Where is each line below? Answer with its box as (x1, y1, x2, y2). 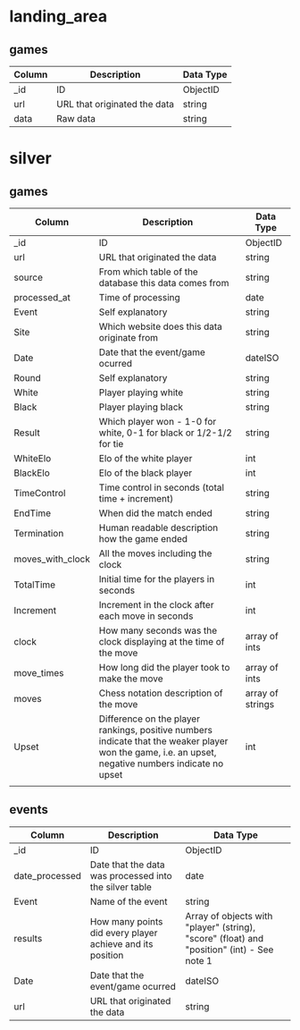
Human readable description (98, 521, 219, 534)
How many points (89, 915, 163, 927)
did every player (89, 926, 158, 939)
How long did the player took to (98, 662, 230, 673)
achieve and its (89, 937, 154, 950)
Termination (13, 528, 64, 539)
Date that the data (89, 858, 165, 871)
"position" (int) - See (185, 943, 274, 956)
